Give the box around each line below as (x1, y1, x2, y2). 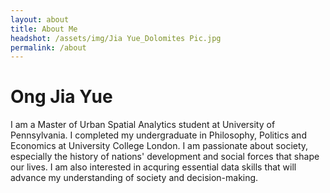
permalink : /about (10, 42, 87, 53)
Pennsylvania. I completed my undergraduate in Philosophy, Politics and (10, 129, 307, 141)
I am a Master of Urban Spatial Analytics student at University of (10, 119, 276, 131)
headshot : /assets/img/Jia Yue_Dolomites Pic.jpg (10, 33, 222, 43)
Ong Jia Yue (10, 86, 113, 108)
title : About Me (10, 24, 78, 34)
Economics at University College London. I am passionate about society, (10, 140, 309, 152)
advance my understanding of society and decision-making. (10, 172, 259, 184)
